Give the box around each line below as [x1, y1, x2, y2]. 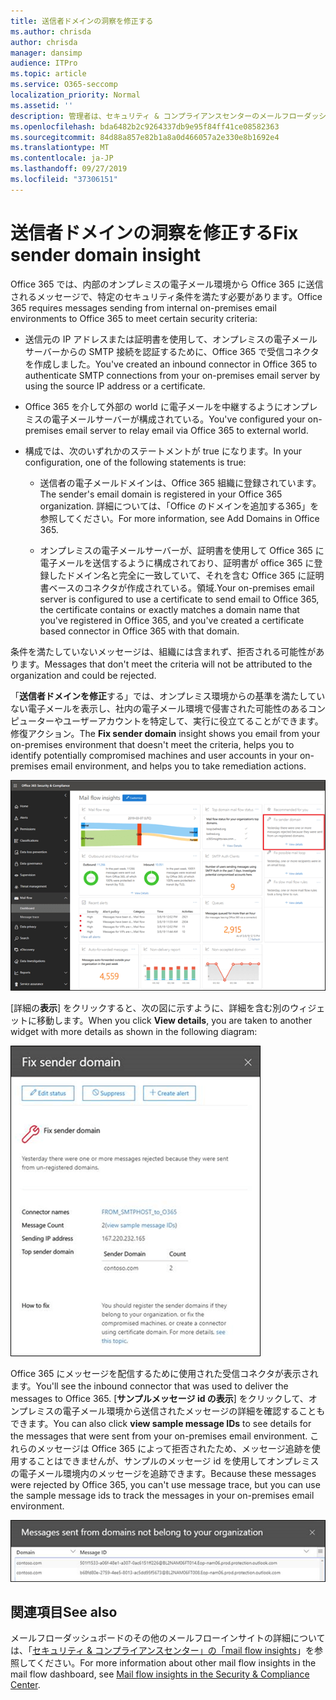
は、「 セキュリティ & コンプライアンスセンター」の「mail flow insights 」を [10, 1645, 315, 1657]
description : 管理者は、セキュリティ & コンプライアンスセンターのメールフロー [10, 111, 305, 121]
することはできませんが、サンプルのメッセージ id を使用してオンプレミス [18, 1455, 320, 1467]
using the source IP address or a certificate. [24, 380, 206, 392]
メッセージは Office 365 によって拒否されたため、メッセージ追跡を [36, 1443, 312, 1455]
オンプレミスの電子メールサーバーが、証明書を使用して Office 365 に [39, 544, 325, 556]
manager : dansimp [10, 48, 83, 58]
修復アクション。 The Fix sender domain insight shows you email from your [10, 727, 321, 739]
